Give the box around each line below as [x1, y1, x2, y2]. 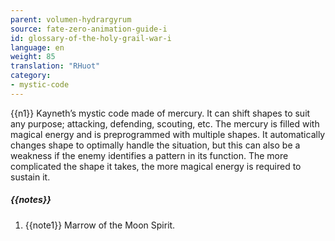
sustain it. [10, 171, 51, 183]
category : [10, 71, 52, 81]
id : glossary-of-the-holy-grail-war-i [10, 33, 172, 43]
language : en [10, 42, 65, 53]
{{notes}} [10, 194, 52, 206]
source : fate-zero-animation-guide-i [10, 24, 168, 34]
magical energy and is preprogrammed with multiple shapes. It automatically [10, 128, 326, 140]
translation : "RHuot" [10, 61, 101, 71]
